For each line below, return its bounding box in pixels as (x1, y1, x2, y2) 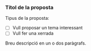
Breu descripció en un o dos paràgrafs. (5, 40, 86, 46)
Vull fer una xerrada (12, 30, 54, 36)
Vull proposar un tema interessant (12, 25, 83, 31)
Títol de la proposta (5, 4, 54, 11)
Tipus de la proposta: (5, 15, 49, 21)
